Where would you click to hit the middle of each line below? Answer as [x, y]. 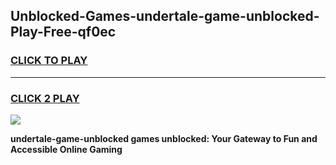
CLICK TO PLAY [49, 61]
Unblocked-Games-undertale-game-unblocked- [165, 16]
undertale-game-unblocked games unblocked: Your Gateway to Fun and [164, 138]
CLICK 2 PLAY [45, 98]
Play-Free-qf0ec [63, 32]
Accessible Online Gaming [66, 149]
